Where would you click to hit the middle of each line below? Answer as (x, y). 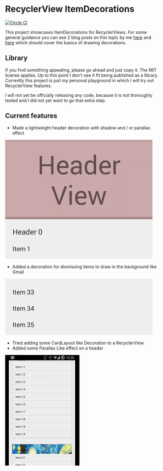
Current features (31, 116)
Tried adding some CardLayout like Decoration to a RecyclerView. (78, 343)
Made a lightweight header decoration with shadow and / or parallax (81, 128)
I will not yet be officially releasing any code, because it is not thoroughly (79, 95)
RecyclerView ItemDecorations (70, 9)
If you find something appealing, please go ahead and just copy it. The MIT (81, 70)
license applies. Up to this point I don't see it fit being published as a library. (82, 75)
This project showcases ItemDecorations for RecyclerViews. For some (76, 32)
